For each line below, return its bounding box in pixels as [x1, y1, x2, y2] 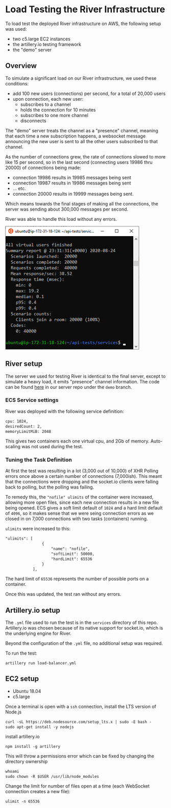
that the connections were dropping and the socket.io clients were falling [5, 479, 159, 485]
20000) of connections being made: [5, 165, 82, 171]
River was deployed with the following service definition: [5, 408, 124, 414]
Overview [5, 61, 37, 70]
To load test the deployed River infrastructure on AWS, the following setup [5, 20, 161, 27]
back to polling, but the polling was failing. [5, 484, 94, 490]
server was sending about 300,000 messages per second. [5, 206, 129, 212]
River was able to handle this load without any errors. [5, 216, 117, 222]
